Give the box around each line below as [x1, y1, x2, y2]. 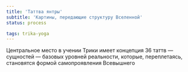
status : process [6, 20, 47, 26]
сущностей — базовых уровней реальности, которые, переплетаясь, [6, 53, 183, 60]
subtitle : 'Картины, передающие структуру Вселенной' [6, 14, 143, 20]
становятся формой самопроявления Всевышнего [6, 60, 135, 67]
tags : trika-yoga [6, 30, 50, 36]
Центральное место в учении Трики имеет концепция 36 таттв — [6, 47, 174, 54]
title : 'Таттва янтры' [6, 8, 63, 15]
